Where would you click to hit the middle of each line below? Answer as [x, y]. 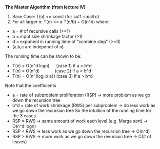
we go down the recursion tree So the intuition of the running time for [82, 110]
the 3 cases [24, 116]
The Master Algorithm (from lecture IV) [46, 7]
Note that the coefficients [31, 85]
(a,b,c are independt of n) [38, 47]
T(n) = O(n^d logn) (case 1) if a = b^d [52, 66]
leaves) [20, 142]
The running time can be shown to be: [43, 56]
